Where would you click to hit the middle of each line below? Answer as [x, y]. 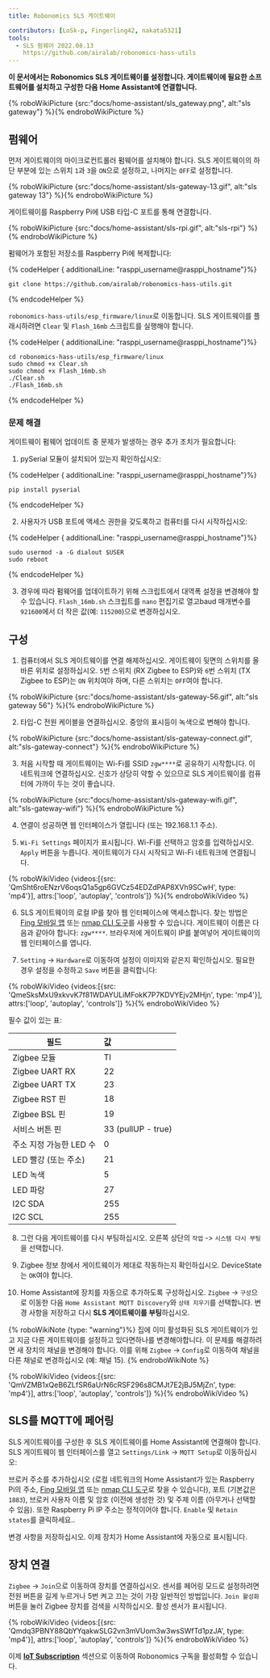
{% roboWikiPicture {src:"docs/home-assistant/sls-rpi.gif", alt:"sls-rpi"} [127, 228]
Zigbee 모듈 [34, 1058]
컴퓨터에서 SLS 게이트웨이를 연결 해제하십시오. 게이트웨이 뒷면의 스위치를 [135, 660]
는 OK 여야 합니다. [46, 1275]
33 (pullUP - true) [138, 1129]
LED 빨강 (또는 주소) [49, 1160]
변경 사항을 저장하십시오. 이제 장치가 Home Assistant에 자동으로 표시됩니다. [128, 1537]
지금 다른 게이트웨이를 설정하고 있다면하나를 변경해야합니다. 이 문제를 [125, 1340]
